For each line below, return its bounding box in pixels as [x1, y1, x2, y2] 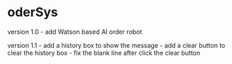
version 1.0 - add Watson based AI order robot [7, 27, 143, 36]
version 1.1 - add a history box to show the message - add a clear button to [7, 41, 226, 49]
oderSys [7, 4, 58, 20]
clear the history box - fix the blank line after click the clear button [7, 49, 201, 57]
